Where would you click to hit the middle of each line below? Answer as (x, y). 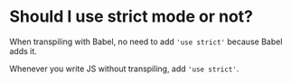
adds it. (23, 51)
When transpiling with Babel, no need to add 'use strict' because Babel (146, 41)
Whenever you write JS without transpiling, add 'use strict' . (124, 69)
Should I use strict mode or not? (131, 17)
